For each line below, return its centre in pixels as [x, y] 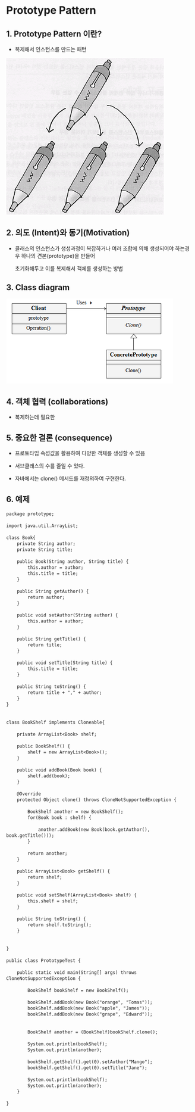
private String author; [46, 544]
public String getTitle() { [51, 639]
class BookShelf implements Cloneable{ [56, 722]
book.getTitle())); [30, 836]
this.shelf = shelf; [53, 901]
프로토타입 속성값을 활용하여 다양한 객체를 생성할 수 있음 [80, 453]
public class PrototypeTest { [44, 961]
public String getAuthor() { [53, 591]
